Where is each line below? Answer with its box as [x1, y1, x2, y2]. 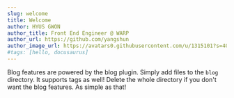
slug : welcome [7, 10, 49, 17]
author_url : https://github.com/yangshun [7, 36, 130, 43]
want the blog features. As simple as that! [7, 83, 127, 91]
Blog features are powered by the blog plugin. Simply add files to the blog [7, 67, 219, 76]
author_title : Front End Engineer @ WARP [7, 29, 130, 37]
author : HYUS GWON [7, 23, 61, 30]
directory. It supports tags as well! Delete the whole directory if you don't [7, 75, 217, 83]
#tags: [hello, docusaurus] [7, 49, 89, 56]
